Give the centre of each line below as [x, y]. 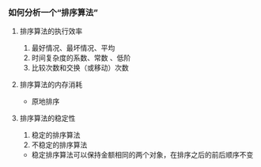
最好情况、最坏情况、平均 [73, 48]
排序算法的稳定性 [47, 118]
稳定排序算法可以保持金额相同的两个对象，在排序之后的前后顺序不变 [142, 155]
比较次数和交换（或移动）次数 [80, 68]
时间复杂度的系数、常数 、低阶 [81, 58]
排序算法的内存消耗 [51, 85]
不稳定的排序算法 [59, 145]
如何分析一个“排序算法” [53, 12]
